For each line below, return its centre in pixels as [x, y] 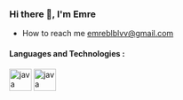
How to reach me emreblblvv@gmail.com [98, 34]
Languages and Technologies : [67, 53]
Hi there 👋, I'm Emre [52, 14]
